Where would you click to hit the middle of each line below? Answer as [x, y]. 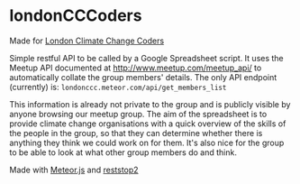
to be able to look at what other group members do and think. [123, 152]
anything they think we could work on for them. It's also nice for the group [147, 143]
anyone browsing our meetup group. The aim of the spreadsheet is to [138, 114]
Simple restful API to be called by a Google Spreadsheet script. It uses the [146, 58]
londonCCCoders [76, 16]
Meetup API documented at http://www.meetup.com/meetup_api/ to [136, 68]
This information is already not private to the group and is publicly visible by [150, 104]
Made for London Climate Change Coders [87, 41]
